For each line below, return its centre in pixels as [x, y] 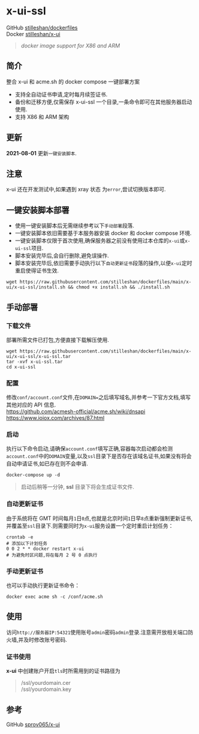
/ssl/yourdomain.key [46, 689]
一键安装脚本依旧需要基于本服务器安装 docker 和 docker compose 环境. [103, 233]
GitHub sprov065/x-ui [33, 724]
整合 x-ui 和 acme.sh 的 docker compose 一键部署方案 [73, 82]
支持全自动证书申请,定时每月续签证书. [61, 94]
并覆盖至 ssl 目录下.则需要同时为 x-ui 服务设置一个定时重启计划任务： [90, 525]
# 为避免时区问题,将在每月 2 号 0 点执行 [52, 555]
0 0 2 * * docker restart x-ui [45, 549]
